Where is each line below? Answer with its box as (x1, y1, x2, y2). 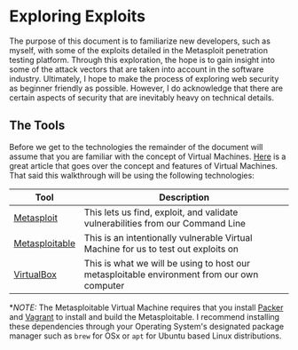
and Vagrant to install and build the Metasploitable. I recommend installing (9, 311, 280, 322)
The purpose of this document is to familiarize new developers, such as (9, 36, 271, 46)
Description (159, 191, 210, 203)
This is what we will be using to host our (83, 257, 251, 269)
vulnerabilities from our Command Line (83, 217, 247, 229)
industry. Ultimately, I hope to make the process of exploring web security (9, 73, 279, 84)
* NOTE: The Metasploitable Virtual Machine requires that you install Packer (9, 302, 284, 313)
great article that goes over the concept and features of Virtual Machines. (9, 160, 278, 171)
